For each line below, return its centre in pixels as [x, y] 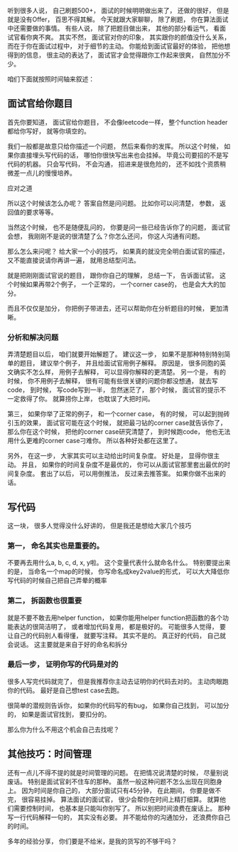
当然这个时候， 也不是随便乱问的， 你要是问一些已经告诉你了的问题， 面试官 [119, 227]
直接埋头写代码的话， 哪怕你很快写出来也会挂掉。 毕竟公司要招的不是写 [124, 155]
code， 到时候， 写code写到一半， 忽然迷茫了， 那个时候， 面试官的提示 [114, 390]
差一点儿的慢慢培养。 [44, 172]
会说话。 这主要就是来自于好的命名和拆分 [67, 644]
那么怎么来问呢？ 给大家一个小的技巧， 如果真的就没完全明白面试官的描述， [118, 251]
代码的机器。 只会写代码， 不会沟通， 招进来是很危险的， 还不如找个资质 [114, 164]
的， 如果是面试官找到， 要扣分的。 [59, 714]
